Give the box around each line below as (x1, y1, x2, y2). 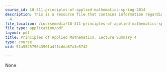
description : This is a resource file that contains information (5, 12, 143, 17)
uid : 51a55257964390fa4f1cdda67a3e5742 (5, 44, 88, 49)
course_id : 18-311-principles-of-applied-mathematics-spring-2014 (5, 7, 146, 12)
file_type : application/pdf (5, 26, 64, 31)
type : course (5, 40, 32, 45)
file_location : (5, 21, 37, 26)
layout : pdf (5, 30, 30, 35)
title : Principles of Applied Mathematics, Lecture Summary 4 (5, 35, 137, 40)
